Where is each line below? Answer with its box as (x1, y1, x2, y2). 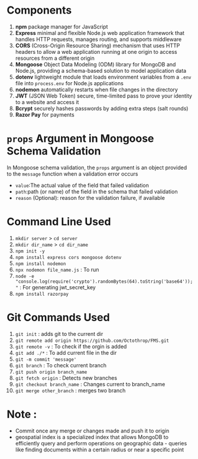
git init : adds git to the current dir (15, 330, 103, 337)
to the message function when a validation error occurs (7, 170, 138, 177)
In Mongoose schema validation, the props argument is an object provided (7, 164, 187, 171)
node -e (15, 273, 34, 279)
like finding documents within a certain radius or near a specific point (15, 446, 184, 453)
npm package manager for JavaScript (15, 23, 108, 30)
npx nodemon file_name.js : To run (15, 266, 99, 273)
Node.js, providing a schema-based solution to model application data (15, 67, 187, 74)
